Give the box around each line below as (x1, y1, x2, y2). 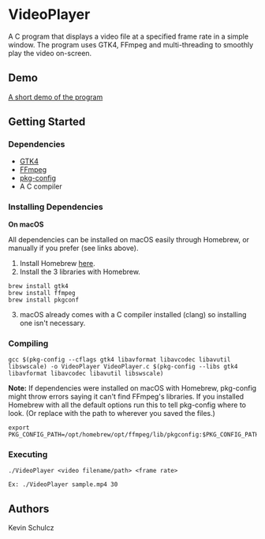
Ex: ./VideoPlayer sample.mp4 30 (8, 481, 118, 488)
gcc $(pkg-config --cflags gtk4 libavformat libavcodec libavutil (8, 356, 231, 364)
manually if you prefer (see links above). (8, 243, 139, 253)
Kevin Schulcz (8, 523, 54, 533)
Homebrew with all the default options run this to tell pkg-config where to (8, 400, 247, 410)
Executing (8, 448, 48, 459)
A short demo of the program (8, 92, 103, 102)
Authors (8, 502, 50, 515)
